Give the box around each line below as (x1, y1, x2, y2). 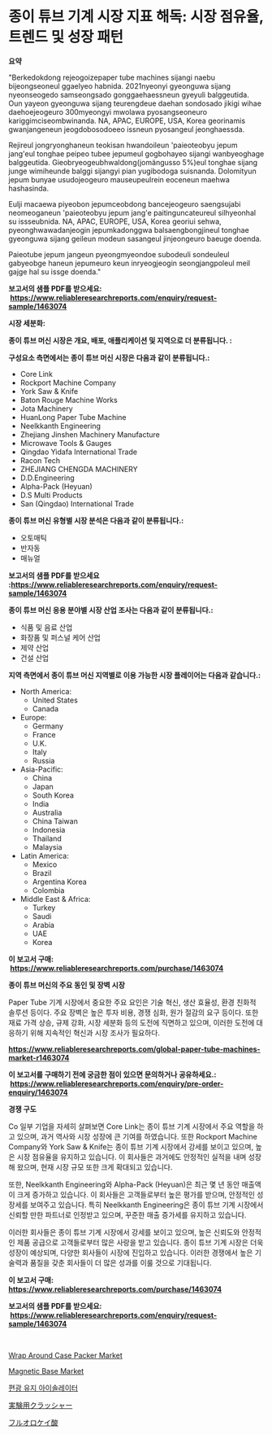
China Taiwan (32, 816, 79, 826)
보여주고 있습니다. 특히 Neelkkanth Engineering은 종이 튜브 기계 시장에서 (29, 1200, 264, 1210)
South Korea (32, 790, 75, 800)
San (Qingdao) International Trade (19, 498, 134, 509)
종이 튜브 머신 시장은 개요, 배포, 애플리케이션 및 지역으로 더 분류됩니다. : (8, 335, 233, 345)
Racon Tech (19, 455, 61, 465)
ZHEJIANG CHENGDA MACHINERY (19, 464, 138, 474)
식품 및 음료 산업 (19, 622, 73, 632)
